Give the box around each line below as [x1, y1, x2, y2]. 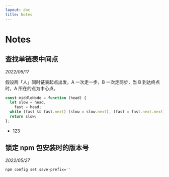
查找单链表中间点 [5, 55, 58, 63]
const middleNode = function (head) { [5, 95, 87, 101]
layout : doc [5, 7, 30, 13]
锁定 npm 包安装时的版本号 [5, 144, 89, 152]
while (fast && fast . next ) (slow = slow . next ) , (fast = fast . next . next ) [10, 109, 165, 115]
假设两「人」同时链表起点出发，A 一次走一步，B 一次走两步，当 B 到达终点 [5, 79, 160, 85]
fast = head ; [14, 105, 42, 110]
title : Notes [5, 12, 33, 17]
